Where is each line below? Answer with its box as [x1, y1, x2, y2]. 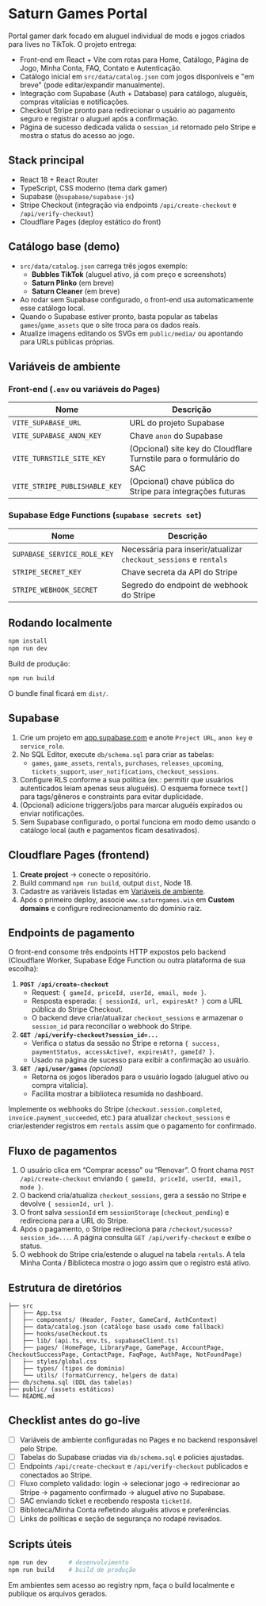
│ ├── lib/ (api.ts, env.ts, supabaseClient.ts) [8, 1337, 179, 1345]
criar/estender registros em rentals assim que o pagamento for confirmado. [8, 1121, 257, 1131]
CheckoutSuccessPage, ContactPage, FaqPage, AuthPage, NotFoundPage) [8, 1350, 243, 1359]
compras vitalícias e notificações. [19, 97, 129, 106]
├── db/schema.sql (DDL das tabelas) [8, 1378, 133, 1387]
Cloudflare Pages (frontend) [8, 848, 150, 862]
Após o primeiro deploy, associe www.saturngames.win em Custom [19, 894, 235, 905]
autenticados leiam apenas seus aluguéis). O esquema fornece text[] [19, 783, 249, 793]
